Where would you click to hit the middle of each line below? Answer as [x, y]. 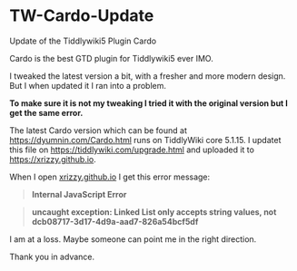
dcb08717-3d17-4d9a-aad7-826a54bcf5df [115, 221]
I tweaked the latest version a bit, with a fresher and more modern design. [148, 76]
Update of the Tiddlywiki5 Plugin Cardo [83, 41]
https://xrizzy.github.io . [53, 159]
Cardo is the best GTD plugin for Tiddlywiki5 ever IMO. [111, 58]
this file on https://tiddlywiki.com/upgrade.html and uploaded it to [132, 150]
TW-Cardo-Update [82, 16]
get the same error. [46, 112]
